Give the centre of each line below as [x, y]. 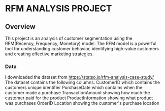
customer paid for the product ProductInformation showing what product [79, 98]
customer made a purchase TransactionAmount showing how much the [78, 93]
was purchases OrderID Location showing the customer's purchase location [82, 103]
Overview [20, 27]
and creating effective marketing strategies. [49, 54]
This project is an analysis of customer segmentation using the [69, 38]
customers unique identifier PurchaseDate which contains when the [74, 88]
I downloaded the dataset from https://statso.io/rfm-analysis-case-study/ [80, 77]
